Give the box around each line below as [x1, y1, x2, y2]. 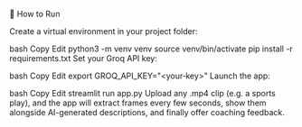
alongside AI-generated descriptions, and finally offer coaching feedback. [9, 107, 285, 117]
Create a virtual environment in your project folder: [9, 26, 198, 36]
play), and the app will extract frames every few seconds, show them [9, 97, 267, 108]
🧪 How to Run [9, 9, 61, 19]
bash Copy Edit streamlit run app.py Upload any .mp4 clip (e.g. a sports [9, 88, 276, 98]
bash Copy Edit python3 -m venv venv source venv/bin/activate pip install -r [9, 43, 294, 54]
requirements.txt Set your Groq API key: [9, 53, 158, 63]
